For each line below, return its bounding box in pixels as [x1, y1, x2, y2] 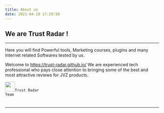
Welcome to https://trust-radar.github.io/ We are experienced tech [5, 62, 138, 68]
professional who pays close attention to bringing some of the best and [5, 67, 148, 73]
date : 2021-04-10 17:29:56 [5, 12, 60, 17]
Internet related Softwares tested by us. [5, 52, 85, 58]
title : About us [5, 7, 38, 12]
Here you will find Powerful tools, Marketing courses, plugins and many [5, 47, 149, 53]
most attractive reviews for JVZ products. [5, 72, 89, 78]
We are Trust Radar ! [5, 30, 68, 38]
